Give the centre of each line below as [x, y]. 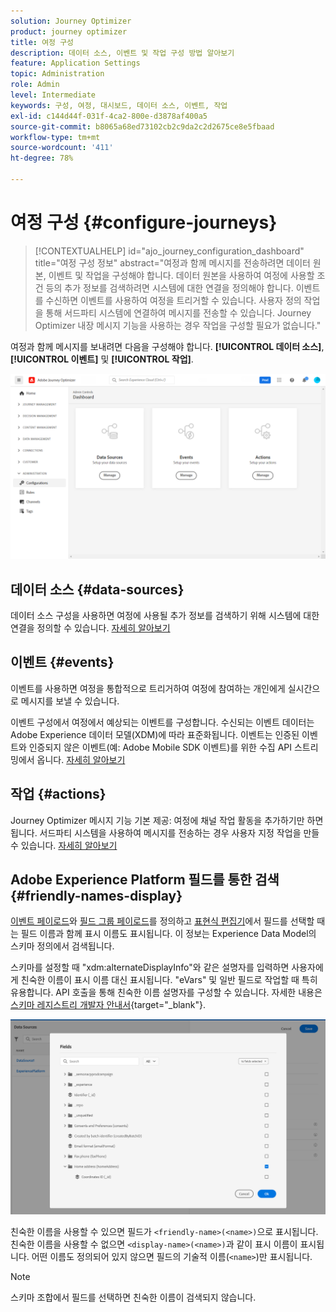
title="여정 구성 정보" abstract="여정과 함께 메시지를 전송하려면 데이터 [172, 262]
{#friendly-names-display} [96, 895]
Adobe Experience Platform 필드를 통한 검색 [145, 879]
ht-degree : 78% [42, 158]
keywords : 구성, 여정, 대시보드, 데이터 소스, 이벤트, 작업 [119, 105]
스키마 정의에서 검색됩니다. [62, 946]
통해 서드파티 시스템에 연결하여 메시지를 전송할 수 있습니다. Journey [178, 312]
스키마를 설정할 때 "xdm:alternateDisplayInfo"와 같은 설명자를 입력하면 [150, 967]
